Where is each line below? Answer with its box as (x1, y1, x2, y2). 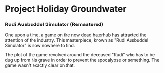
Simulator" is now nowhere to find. (5, 43, 75, 49)
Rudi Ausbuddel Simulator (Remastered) (5, 21, 104, 28)
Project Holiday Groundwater (5, 3, 127, 15)
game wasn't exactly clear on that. (5, 62, 75, 68)
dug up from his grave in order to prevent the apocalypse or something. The (5, 57, 160, 63)
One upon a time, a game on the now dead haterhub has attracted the (5, 32, 147, 38)
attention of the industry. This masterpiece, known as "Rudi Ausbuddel (5, 37, 149, 43)
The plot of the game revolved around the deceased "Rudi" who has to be (5, 52, 155, 58)
